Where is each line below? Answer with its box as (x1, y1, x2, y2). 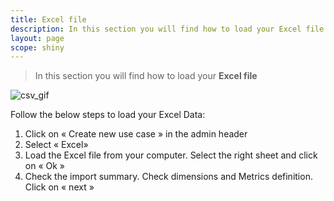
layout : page (10, 33, 65, 43)
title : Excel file (10, 14, 87, 25)
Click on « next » (24, 181, 95, 193)
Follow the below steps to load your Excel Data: (10, 109, 206, 121)
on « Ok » (24, 160, 65, 172)
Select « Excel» (24, 139, 89, 151)
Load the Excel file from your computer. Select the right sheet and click (24, 149, 318, 161)
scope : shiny (10, 42, 65, 53)
